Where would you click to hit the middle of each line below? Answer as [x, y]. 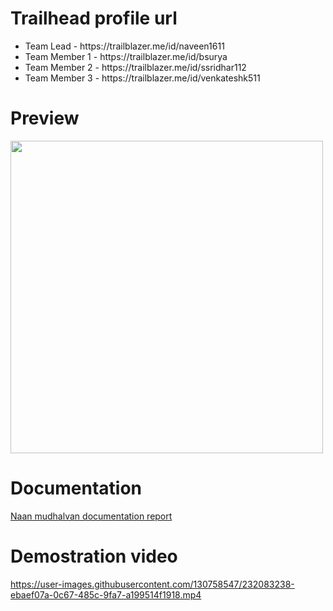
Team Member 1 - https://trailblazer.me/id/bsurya [126, 56]
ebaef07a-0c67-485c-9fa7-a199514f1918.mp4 [106, 594]
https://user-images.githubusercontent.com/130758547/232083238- [152, 584]
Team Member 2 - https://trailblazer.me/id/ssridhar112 [135, 67]
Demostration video [94, 556]
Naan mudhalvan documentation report [91, 516]
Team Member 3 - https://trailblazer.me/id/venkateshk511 [142, 78]
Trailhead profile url [94, 18]
